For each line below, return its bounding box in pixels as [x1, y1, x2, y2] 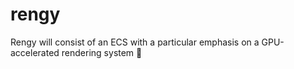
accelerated [10, 46, 60, 58]
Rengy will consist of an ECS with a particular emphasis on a [10, 36, 260, 48]
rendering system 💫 [61, 46, 143, 58]
